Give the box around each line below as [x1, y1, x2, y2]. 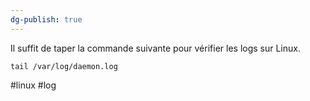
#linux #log [10, 79, 57, 91]
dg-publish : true [10, 14, 83, 25]
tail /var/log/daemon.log [10, 61, 118, 71]
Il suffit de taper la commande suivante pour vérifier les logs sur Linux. [10, 42, 301, 54]
